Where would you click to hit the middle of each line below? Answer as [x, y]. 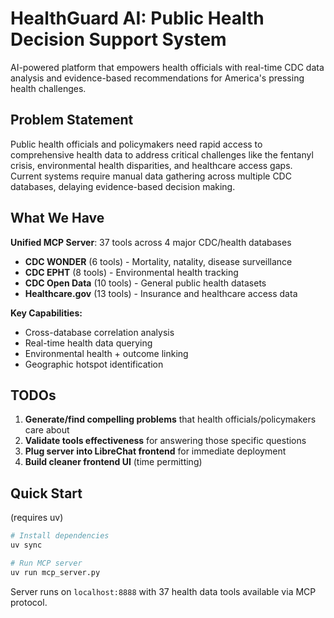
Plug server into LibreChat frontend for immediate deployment [155, 451]
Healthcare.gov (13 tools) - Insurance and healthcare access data [161, 293]
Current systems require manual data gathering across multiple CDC [151, 176]
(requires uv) [37, 518]
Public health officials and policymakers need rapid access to [136, 144]
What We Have [57, 218]
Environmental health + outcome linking [106, 353]
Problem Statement [72, 120]
